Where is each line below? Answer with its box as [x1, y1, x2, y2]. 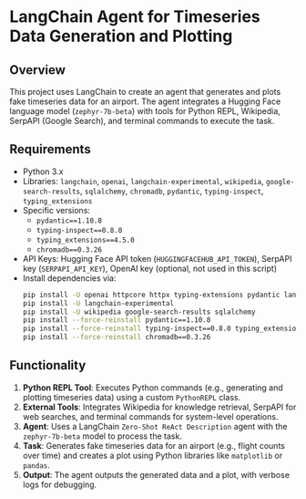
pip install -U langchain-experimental [22, 298, 175, 307]
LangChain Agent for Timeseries [9, 6, 261, 27]
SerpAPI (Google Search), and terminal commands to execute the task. [9, 116, 275, 126]
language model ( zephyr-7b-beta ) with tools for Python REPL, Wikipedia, [9, 106, 280, 116]
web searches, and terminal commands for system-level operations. [22, 411, 279, 421]
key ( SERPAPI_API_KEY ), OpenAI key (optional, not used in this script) [22, 263, 278, 274]
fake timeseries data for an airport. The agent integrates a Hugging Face [9, 96, 281, 107]
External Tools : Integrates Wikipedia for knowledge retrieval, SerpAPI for [22, 401, 297, 412]
